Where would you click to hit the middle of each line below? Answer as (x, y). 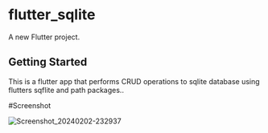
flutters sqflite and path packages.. (66, 90)
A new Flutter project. (44, 37)
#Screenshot (30, 105)
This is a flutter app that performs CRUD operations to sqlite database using (134, 81)
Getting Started (48, 62)
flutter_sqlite (52, 15)
